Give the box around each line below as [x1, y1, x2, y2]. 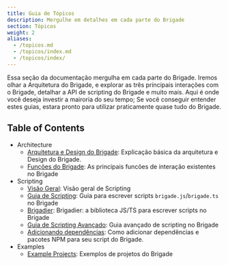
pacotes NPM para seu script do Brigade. [27, 235, 144, 243]
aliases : [7, 36, 32, 42]
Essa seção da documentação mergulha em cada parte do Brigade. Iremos [7, 73, 218, 81]
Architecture [16, 140, 53, 149]
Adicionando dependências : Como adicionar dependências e [27, 227, 199, 236]
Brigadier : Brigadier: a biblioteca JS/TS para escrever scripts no [27, 206, 207, 214]
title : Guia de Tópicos [7, 10, 75, 17]
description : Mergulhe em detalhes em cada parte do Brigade [7, 16, 185, 23]
